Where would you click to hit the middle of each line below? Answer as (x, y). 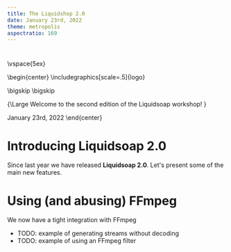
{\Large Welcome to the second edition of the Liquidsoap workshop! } (107, 104)
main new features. (35, 173)
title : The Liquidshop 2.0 (46, 14)
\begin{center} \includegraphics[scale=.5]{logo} (76, 77)
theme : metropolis (34, 26)
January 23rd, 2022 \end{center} (55, 118)
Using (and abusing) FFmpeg (92, 201)
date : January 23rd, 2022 (44, 20)
